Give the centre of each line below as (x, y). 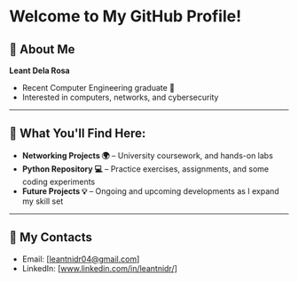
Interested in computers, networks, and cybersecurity (120, 97)
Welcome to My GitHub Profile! (125, 16)
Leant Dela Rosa (39, 70)
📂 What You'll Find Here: (78, 134)
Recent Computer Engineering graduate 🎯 (98, 88)
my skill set (43, 201)
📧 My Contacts (51, 238)
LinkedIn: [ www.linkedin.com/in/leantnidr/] (99, 268)
